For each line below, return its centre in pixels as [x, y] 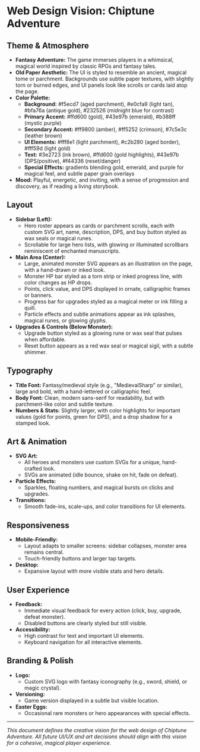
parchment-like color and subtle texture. [65, 404]
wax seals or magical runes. [58, 238]
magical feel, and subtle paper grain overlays [79, 173]
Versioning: [30, 694]
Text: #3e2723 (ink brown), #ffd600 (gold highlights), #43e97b [101, 155]
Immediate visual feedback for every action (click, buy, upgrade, [103, 610]
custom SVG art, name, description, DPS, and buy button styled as [105, 232]
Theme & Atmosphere [48, 46]
